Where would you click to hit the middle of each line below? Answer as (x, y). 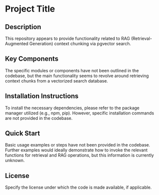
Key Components (32, 59)
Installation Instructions (42, 96)
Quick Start (23, 134)
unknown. (15, 161)
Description (23, 27)
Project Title (30, 9)
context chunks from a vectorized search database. (56, 81)
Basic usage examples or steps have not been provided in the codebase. (78, 145)
